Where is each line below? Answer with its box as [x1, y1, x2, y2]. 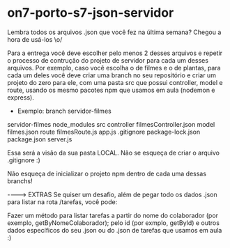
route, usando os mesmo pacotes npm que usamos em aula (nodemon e [7, 86, 215, 94]
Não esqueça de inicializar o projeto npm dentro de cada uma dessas [7, 169, 207, 178]
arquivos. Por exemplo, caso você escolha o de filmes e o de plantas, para [7, 63, 221, 72]
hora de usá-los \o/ [7, 35, 63, 43]
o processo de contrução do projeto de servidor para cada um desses [7, 56, 209, 64]
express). [7, 93, 35, 102]
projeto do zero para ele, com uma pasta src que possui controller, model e [7, 78, 223, 86]
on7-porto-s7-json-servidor [7, 5, 174, 21]
